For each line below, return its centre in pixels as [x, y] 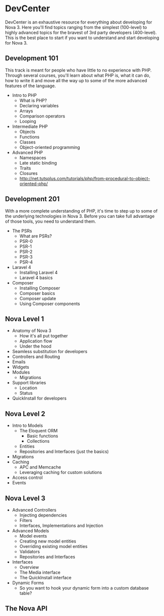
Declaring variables [39, 105]
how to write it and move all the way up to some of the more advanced [76, 80]
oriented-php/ [34, 184]
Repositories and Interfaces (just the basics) [64, 451]
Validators [30, 552]
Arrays [26, 111]
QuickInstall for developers [39, 398]
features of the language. [31, 86]
